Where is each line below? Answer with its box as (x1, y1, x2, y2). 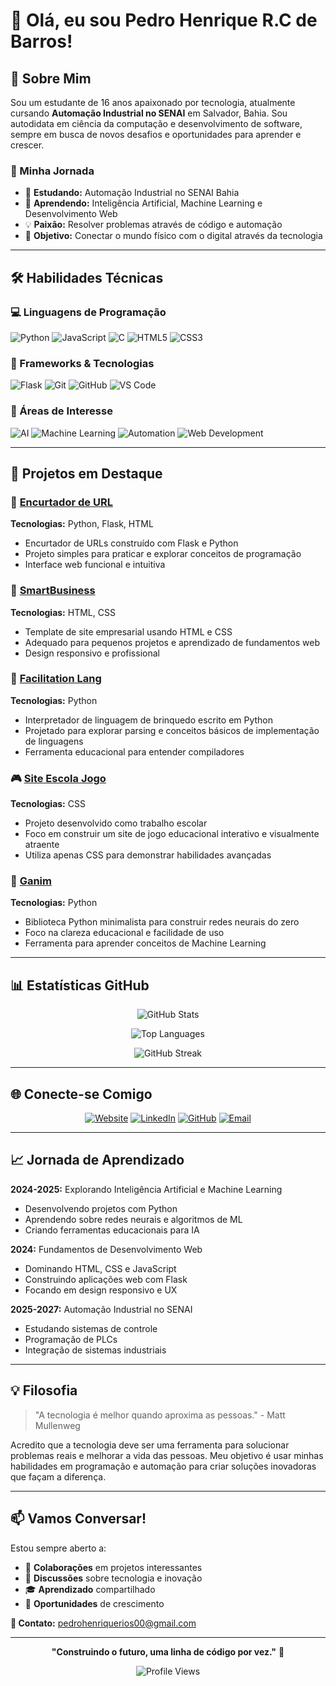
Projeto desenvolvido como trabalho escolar (24, 817, 208, 829)
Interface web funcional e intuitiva (24, 559, 166, 571)
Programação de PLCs (24, 1333, 118, 1345)
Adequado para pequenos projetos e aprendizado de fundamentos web (24, 636, 321, 648)
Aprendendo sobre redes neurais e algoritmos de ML (24, 1213, 243, 1225)
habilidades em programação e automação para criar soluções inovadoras (10, 1460, 317, 1472)
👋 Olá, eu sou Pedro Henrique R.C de (10, 9, 318, 32)
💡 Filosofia (10, 1382, 78, 1399)
